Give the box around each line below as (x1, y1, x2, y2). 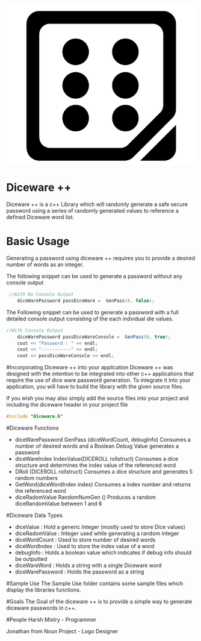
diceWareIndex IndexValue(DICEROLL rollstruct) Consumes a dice (14, 455, 179, 463)
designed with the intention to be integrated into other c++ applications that (6, 370, 194, 378)
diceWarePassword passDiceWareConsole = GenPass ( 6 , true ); (17, 334, 171, 340)
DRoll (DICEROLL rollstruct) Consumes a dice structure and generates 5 (14, 468, 193, 475)
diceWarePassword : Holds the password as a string (14, 568, 144, 575)
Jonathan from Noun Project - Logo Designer (6, 628, 119, 635)
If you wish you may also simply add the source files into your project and (6, 395, 189, 402)
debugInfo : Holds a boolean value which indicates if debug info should (14, 549, 192, 556)
